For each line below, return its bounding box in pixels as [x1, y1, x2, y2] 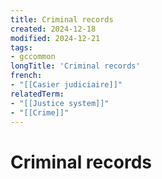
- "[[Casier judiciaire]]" [10, 80, 123, 90]
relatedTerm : [10, 89, 65, 99]
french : [10, 71, 43, 81]
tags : [10, 42, 33, 53]
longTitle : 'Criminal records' [10, 61, 141, 71]
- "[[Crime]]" [10, 107, 70, 118]
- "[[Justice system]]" [10, 98, 110, 108]
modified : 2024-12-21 [10, 33, 101, 43]
